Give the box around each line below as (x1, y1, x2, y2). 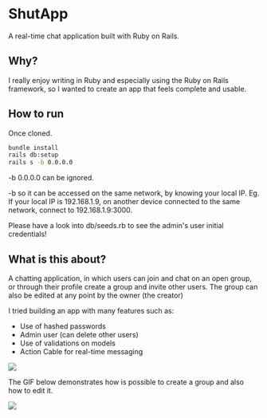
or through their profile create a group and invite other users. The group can (8, 282, 258, 291)
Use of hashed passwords (19, 321, 106, 331)
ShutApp (8, 5, 69, 23)
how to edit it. (8, 386, 53, 395)
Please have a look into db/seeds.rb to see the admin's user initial (8, 221, 225, 231)
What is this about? (8, 252, 107, 266)
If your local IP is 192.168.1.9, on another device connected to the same (8, 197, 241, 207)
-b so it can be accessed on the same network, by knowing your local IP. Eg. (8, 188, 260, 198)
